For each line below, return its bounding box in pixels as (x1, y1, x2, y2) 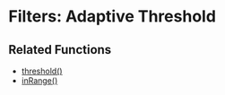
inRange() (21, 75, 58, 86)
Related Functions (8, 42, 112, 57)
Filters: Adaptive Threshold (8, 6, 217, 27)
